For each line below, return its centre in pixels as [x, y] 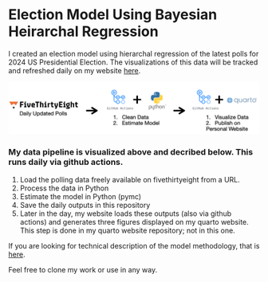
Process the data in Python [64, 188]
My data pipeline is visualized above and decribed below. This [131, 152]
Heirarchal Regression [83, 31]
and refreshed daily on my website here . [75, 70]
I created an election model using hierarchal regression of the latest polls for [134, 53]
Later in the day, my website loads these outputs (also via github [126, 213]
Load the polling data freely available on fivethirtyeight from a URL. [130, 179]
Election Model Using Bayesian [113, 15]
